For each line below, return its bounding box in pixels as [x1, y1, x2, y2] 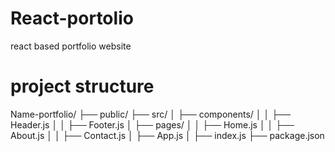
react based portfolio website [10, 40, 132, 52]
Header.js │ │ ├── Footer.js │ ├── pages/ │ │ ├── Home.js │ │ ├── [10, 118, 295, 131]
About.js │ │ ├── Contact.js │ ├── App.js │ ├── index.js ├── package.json [10, 129, 325, 141]
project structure [10, 75, 155, 98]
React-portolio [10, 7, 134, 30]
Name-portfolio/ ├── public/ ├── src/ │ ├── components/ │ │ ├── [10, 108, 291, 120]
